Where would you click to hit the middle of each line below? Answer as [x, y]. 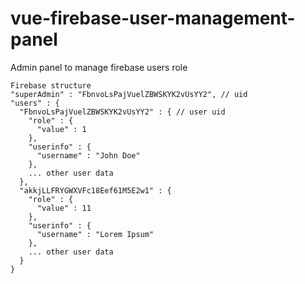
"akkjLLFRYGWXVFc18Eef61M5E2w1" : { [95, 190]
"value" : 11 [64, 208]
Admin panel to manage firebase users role [99, 67]
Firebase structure [51, 85]
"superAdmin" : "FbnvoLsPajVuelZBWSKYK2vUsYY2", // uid [129, 94]
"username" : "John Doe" [88, 155]
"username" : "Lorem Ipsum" [95, 234]
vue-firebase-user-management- [153, 18]
